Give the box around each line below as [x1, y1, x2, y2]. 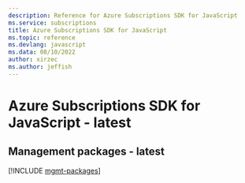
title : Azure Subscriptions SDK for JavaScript [8, 26, 168, 34]
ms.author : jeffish [8, 63, 72, 71]
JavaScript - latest [8, 114, 132, 131]
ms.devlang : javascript [8, 41, 87, 49]
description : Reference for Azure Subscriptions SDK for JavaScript [8, 11, 238, 20]
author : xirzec [8, 56, 58, 64]
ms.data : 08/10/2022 [8, 48, 76, 56]
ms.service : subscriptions [8, 19, 97, 27]
